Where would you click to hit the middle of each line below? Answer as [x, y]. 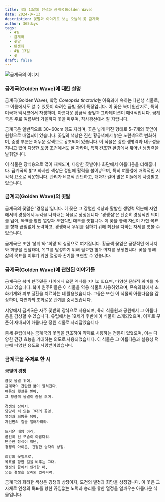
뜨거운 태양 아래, [20, 432]
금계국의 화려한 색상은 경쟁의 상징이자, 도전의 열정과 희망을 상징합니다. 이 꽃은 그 [82, 482]
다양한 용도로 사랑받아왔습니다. [44, 345]
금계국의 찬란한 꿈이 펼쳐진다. [32, 386]
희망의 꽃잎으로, [19, 457]
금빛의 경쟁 [16, 371]
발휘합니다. [16, 154]
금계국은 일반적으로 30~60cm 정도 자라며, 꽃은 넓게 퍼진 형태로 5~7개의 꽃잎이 [81, 129]
